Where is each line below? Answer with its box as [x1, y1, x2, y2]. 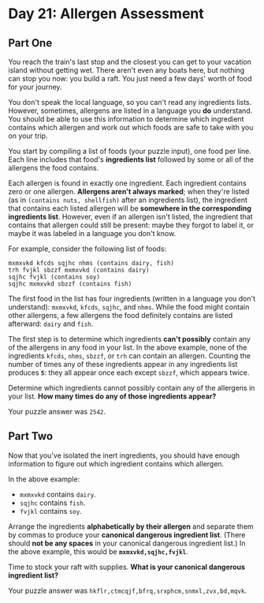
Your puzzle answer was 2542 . [8, 407, 106, 416]
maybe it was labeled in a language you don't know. [8, 229, 177, 238]
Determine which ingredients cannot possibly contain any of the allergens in [8, 384, 255, 392]
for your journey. [8, 82, 62, 92]
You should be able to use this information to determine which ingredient [8, 114, 244, 123]
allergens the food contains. [8, 163, 99, 172]
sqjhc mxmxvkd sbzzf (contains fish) [8, 280, 132, 288]
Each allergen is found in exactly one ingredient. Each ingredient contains [8, 178, 247, 188]
